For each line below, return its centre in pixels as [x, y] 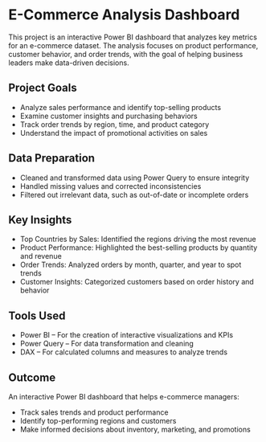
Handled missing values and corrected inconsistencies [110, 186]
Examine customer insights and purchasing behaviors [109, 116]
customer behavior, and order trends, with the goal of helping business [126, 54]
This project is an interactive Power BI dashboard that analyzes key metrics [133, 37]
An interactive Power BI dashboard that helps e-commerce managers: [124, 397]
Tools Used [37, 315]
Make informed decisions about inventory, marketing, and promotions [135, 429]
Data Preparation [51, 158]
